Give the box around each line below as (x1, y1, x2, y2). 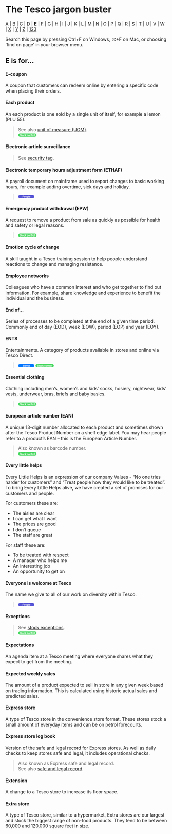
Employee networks (5, 273, 49, 279)
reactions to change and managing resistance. (5, 261, 104, 267)
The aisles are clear (12, 510, 55, 516)
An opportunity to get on (12, 568, 65, 574)
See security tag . (17, 155, 54, 161)
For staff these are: (5, 541, 46, 548)
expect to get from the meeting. (5, 659, 73, 665)
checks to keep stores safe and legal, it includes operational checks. (5, 750, 150, 756)
